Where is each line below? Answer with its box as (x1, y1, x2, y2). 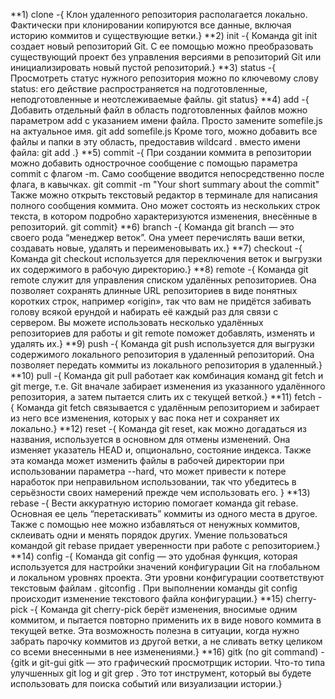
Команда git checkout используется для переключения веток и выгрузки (10, 253, 323, 264)
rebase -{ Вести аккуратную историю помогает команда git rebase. (10, 497, 299, 509)
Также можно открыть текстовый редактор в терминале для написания (10, 189, 318, 201)
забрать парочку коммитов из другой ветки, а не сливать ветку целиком (10, 635, 323, 647)
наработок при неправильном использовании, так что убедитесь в (10, 476, 297, 488)
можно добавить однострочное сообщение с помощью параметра (10, 157, 298, 169)
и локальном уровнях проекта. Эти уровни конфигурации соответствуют (10, 572, 325, 583)
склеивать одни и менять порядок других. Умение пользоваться (10, 529, 288, 541)
